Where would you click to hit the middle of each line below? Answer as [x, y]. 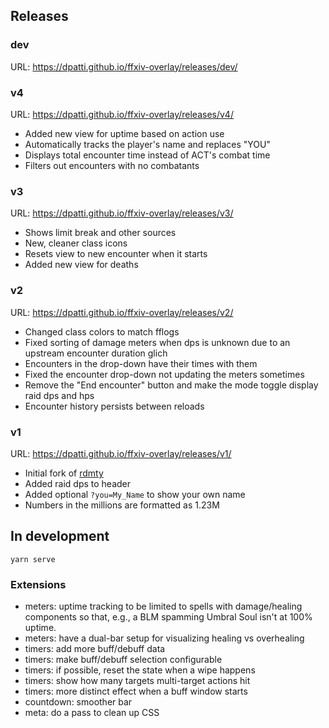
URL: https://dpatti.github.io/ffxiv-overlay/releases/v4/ [122, 114]
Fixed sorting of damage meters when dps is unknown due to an [157, 342]
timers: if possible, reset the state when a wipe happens [140, 670]
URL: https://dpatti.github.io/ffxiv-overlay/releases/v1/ [121, 453]
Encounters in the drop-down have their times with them [141, 363]
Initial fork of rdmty [64, 473]
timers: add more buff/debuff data [95, 648]
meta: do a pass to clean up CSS [92, 712]
